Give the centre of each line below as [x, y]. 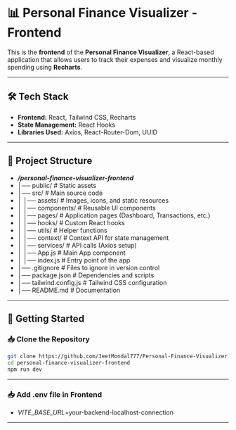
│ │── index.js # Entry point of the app [74, 260]
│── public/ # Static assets [57, 185]
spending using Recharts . [45, 67]
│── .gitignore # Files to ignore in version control [88, 267]
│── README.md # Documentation [69, 290]
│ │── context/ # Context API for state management [93, 238]
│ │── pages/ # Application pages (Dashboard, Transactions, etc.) [114, 215]
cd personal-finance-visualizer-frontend [69, 363]
